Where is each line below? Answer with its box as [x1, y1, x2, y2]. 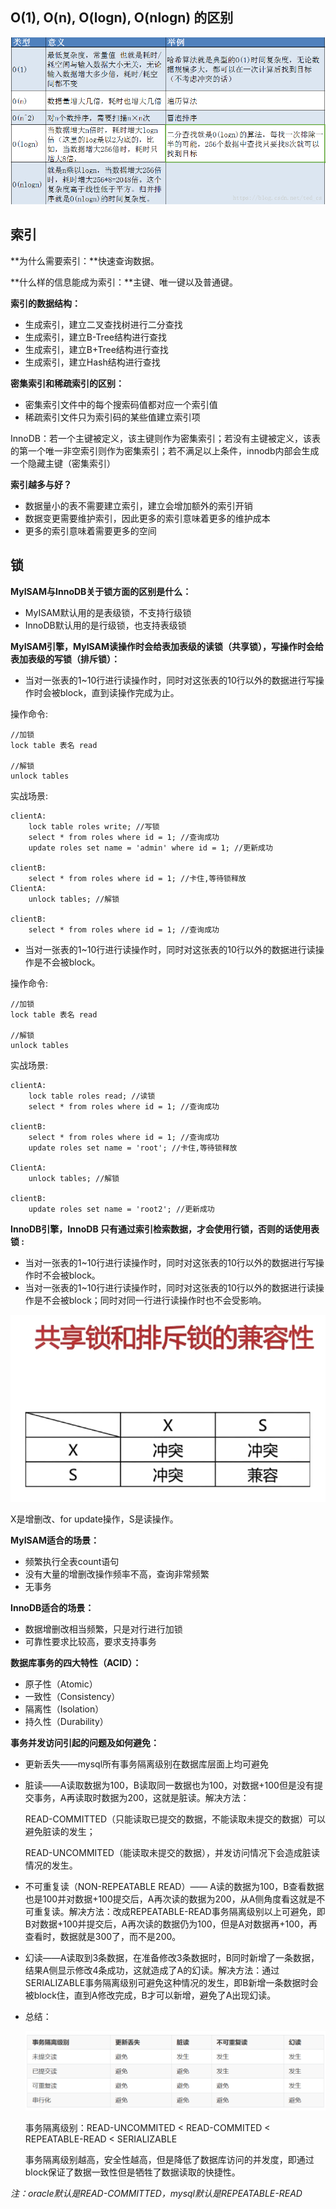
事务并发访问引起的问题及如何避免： [10, 1736, 160, 1748]
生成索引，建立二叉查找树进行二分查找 [24, 318, 183, 330]
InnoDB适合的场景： [10, 1601, 95, 1613]
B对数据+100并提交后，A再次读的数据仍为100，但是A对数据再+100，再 [24, 1918, 318, 1930]
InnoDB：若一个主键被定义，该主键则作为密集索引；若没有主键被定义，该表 [10, 432, 321, 444]
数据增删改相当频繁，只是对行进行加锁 [24, 1623, 183, 1635]
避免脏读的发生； [24, 1825, 96, 1837]
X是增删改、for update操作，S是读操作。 [10, 1513, 179, 1525]
